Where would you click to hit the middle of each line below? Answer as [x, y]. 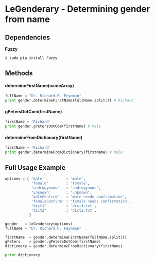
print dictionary [23, 255]
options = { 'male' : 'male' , [45, 179]
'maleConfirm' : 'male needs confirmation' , [79, 197]
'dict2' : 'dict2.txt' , [64, 211]
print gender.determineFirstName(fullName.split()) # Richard [69, 101]
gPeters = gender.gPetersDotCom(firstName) [53, 242]
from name [27, 19]
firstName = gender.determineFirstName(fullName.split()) [66, 237]
